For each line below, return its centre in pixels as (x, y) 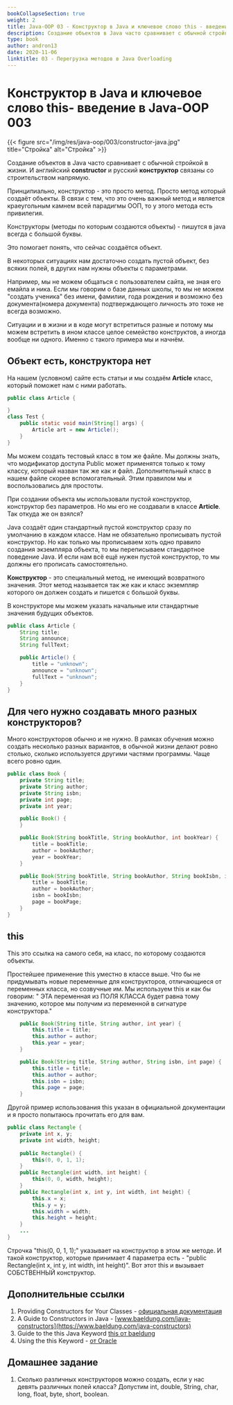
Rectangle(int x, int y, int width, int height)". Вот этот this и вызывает (106, 1265)
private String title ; (52, 781)
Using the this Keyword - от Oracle (67, 1340)
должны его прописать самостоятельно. (68, 564)
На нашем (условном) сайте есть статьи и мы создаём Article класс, (110, 378)
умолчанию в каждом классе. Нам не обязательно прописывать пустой (114, 535)
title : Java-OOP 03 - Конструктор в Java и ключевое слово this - (105, 26)
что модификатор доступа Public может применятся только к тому (106, 463)
